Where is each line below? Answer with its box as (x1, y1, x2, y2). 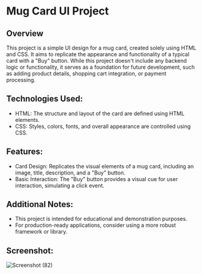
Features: (6, 147, 43, 157)
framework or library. (14, 228, 68, 235)
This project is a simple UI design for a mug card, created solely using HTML (6, 44, 197, 51)
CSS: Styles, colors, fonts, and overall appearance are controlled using (14, 123, 191, 130)
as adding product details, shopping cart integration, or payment (6, 70, 167, 77)
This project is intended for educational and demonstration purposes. (14, 215, 188, 223)
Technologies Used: (6, 94, 83, 104)
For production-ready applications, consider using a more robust (14, 221, 176, 229)
